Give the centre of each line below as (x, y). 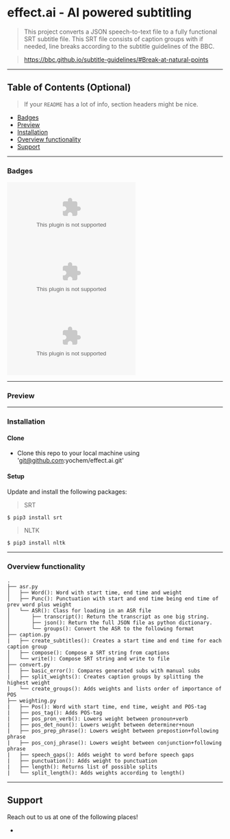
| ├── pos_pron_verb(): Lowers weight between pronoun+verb (98, 719)
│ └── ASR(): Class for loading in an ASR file (79, 610)
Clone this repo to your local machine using (78, 453)
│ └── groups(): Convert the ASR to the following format (101, 629)
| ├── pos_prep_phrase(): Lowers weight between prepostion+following (113, 731)
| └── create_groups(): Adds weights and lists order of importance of (115, 689)
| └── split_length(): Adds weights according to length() (96, 773)
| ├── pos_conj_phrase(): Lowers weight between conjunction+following (115, 743)
